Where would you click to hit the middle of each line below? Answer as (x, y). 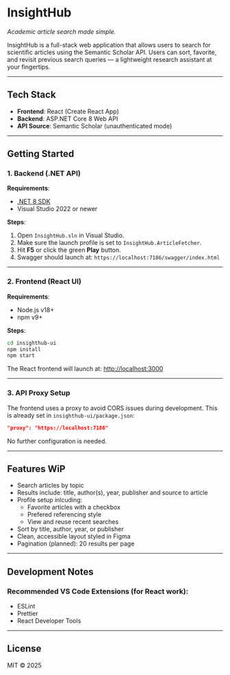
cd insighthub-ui (32, 343)
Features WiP (36, 469)
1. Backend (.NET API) (44, 174)
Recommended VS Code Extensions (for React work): (98, 591)
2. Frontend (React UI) (44, 281)
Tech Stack (31, 95)
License (24, 649)
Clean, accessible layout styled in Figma (74, 536)
